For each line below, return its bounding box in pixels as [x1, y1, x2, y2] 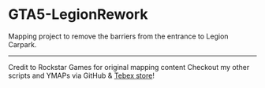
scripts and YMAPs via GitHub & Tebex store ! [8, 71, 155, 80]
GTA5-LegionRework [8, 5, 148, 24]
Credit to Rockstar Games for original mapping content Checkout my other [8, 62, 250, 71]
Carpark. [8, 39, 37, 49]
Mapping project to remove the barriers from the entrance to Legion [8, 31, 229, 41]
